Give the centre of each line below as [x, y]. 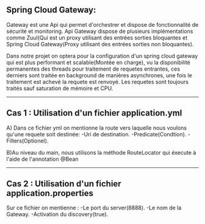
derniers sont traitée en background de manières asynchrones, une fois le [99, 75]
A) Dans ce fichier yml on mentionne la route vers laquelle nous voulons [97, 128]
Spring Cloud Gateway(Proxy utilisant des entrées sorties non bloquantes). [100, 44]
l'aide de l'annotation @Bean [42, 159]
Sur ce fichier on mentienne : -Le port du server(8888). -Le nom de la [94, 208]
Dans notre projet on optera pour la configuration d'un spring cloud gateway [102, 56]
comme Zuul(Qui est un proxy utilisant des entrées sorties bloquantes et [97, 37]
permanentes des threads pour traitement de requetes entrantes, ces [93, 69]
